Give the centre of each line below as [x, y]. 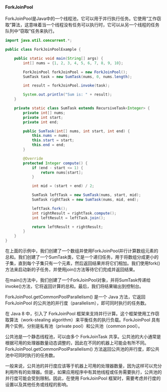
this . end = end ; [48, 145]
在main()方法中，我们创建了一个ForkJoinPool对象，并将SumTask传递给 [78, 280]
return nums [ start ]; [62, 172]
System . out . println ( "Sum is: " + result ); [68, 95]
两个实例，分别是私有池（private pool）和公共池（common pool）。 [74, 326]
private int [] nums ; [44, 113]
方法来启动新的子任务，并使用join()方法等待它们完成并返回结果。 [71, 270]
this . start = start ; [53, 140]
